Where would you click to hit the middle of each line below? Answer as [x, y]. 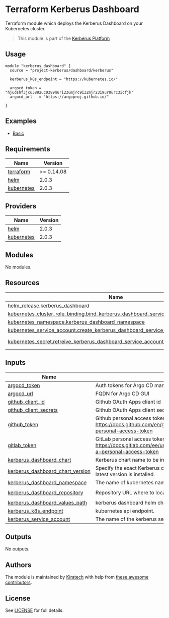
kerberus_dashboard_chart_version [49, 471]
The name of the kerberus [126, 519]
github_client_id [26, 402]
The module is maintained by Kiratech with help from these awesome [77, 577]
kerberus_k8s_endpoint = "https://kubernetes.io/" [64, 79]
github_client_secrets [33, 410]
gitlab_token [22, 445]
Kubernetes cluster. [25, 28]
